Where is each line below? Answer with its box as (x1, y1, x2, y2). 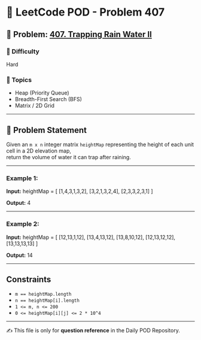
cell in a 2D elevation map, (6, 147, 72, 154)
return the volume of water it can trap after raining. (6, 153, 132, 160)
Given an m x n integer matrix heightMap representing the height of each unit (6, 141, 194, 148)
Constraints (6, 274, 51, 284)
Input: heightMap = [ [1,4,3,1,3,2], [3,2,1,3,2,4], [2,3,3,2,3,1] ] (6, 188, 154, 195)
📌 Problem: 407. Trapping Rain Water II (6, 29, 153, 40)
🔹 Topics (6, 75, 32, 84)
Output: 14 (6, 251, 33, 259)
